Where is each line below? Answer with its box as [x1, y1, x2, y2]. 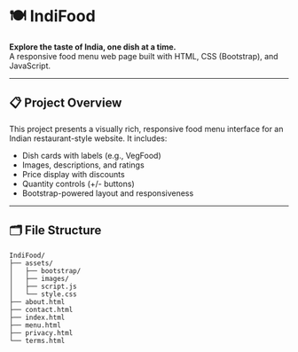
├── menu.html [9, 320, 62, 330]
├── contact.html [9, 305, 74, 314]
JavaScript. [9, 60, 51, 71]
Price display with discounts [21, 168, 126, 179]
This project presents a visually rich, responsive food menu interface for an [9, 123, 284, 134]
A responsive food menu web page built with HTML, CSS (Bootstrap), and [9, 51, 278, 61]
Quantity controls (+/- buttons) [21, 178, 135, 189]
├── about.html [9, 297, 66, 306]
